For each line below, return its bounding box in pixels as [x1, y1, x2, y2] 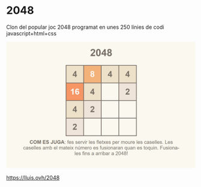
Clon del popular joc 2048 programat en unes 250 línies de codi [6, 23, 164, 31]
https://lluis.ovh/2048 [6, 174, 60, 181]
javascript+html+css [6, 29, 57, 37]
